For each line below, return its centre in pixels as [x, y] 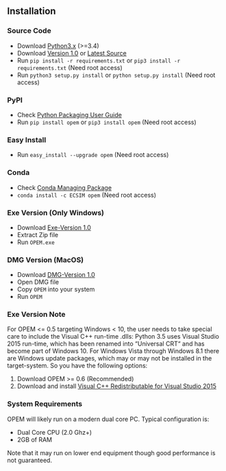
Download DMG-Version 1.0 [56, 275]
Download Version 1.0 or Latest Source [72, 53]
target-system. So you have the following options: [77, 365]
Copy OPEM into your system [56, 289]
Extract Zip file [38, 234]
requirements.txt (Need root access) [70, 67]
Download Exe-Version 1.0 [54, 227]
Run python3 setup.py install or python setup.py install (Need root [116, 75]
